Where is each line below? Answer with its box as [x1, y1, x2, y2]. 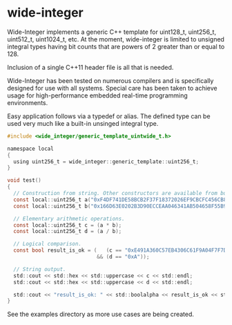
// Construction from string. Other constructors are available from [13, 190, 217, 197]
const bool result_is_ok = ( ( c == [13, 247, 122, 254]
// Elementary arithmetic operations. [13, 215, 126, 222]
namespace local [7, 145, 54, 152]
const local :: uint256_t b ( [13, 203, 91, 210]
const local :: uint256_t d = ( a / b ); [13, 228, 122, 235]
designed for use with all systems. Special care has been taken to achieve [7, 84, 217, 92]
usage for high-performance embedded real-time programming [7, 91, 188, 100]
